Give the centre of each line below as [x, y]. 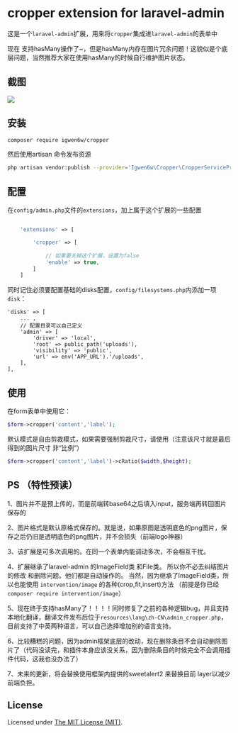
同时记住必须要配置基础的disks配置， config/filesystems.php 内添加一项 [112, 290]
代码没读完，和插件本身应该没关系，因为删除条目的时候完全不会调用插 [128, 649]
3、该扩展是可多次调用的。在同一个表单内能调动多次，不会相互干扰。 [109, 552]
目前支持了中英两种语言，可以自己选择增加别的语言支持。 [91, 626]
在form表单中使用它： [39, 411]
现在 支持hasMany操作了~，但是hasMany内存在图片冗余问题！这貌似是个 [114, 48]
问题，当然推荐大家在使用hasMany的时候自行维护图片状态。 [101, 57]
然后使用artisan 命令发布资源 [49, 155]
